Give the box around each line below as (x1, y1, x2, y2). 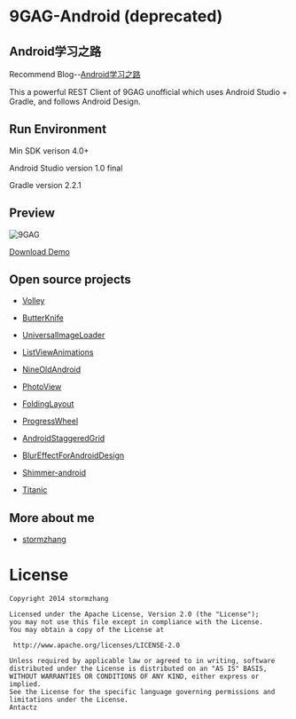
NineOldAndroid (21, 364, 82, 375)
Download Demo (9, 246, 71, 257)
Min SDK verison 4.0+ (9, 145, 90, 156)
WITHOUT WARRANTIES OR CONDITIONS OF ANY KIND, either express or (9, 672, 260, 681)
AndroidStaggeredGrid (21, 433, 105, 444)
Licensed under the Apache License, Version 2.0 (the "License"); (9, 610, 260, 619)
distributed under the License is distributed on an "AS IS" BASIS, (9, 664, 268, 674)
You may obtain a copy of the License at (9, 626, 165, 635)
